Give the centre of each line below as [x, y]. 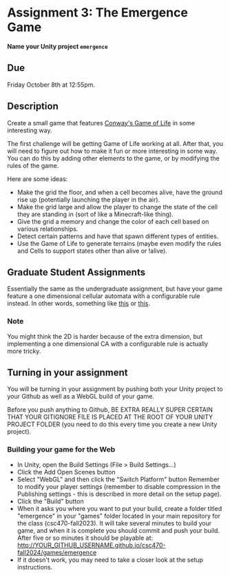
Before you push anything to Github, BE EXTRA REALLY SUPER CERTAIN [110, 410]
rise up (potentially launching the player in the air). [88, 199]
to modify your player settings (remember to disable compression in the [119, 486]
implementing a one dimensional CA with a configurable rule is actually [108, 344]
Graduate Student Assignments [76, 272]
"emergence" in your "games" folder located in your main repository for [118, 516]
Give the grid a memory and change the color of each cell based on [113, 221]
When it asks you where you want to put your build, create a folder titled [119, 508]
